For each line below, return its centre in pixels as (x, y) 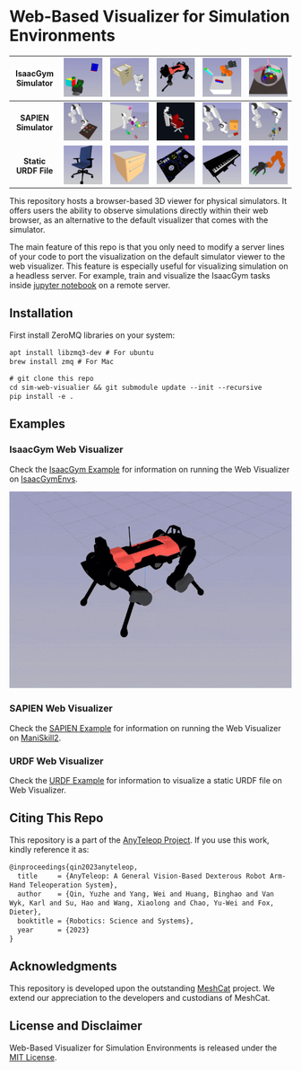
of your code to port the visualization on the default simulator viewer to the (147, 257)
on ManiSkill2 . (35, 738)
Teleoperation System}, (73, 885)
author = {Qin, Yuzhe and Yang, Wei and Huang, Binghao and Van (146, 894)
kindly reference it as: (49, 849)
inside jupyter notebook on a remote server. (90, 286)
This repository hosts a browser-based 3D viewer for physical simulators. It (148, 201)
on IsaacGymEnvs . (43, 479)
